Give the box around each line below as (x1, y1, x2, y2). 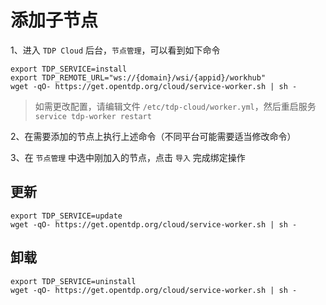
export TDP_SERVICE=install (10, 64, 128, 74)
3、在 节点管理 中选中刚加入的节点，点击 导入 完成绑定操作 (10, 151, 246, 163)
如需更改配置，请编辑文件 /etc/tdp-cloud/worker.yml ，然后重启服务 (34, 100, 317, 112)
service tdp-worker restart (34, 111, 152, 121)
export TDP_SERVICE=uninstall (10, 276, 137, 286)
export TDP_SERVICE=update (10, 211, 123, 221)
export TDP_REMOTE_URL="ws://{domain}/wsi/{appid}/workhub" (10, 72, 267, 83)
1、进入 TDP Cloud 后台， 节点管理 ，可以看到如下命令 (10, 44, 221, 56)
